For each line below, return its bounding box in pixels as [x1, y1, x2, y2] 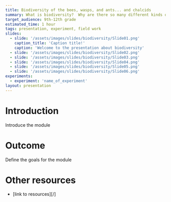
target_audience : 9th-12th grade [5, 17, 76, 22]
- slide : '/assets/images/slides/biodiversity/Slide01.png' [10, 36, 140, 41]
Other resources [5, 174, 76, 186]
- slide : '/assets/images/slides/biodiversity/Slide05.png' [10, 64, 140, 69]
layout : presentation [5, 83, 51, 88]
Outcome [5, 139, 45, 151]
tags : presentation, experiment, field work [5, 26, 101, 32]
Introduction [5, 105, 59, 117]
